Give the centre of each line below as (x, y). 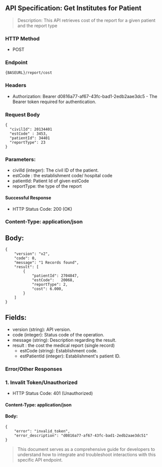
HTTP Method (22, 39)
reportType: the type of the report (47, 186)
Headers (16, 86)
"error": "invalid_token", (42, 431)
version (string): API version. (42, 329)
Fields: (16, 317)
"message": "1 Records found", (47, 263)
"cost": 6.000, (48, 289)
